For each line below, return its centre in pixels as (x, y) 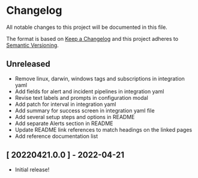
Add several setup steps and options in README (75, 117)
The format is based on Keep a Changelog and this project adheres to (92, 38)
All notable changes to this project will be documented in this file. (87, 27)
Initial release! (32, 170)
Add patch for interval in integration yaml (65, 104)
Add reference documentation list (56, 136)
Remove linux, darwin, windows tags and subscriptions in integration (100, 78)
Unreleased (28, 64)
